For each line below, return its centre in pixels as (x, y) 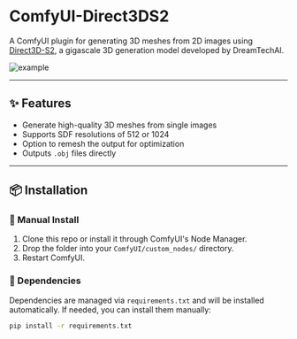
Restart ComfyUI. (53, 258)
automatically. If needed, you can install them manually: (110, 309)
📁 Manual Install (44, 220)
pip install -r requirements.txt (71, 326)
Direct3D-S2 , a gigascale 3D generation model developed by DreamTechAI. (147, 50)
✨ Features (40, 104)
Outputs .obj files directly (69, 153)
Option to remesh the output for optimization (103, 143)
